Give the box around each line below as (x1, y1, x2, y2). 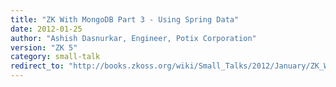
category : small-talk (10, 52, 101, 62)
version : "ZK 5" (10, 42, 78, 53)
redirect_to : (10, 61, 65, 71)
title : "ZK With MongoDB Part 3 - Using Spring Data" (10, 14, 240, 25)
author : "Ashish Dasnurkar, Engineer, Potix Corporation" (10, 33, 257, 43)
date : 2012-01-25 (10, 24, 83, 34)
